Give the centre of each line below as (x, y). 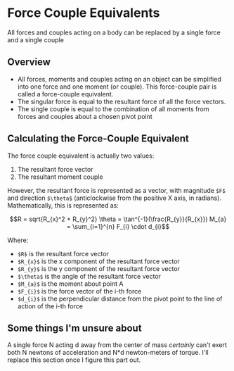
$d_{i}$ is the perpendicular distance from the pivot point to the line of (120, 298)
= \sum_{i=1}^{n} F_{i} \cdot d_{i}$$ (118, 226)
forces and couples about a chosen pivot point (85, 116)
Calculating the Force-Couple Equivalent (98, 139)
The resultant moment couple (60, 177)
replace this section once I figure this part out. (74, 360)
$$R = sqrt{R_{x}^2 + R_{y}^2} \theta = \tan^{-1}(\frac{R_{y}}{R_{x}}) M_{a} (118, 219)
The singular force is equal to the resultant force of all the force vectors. (122, 101)
